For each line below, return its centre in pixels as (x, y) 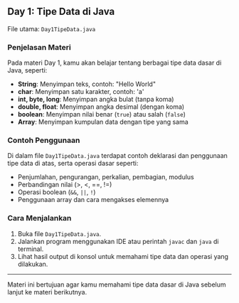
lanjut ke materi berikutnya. (47, 292)
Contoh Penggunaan (44, 140)
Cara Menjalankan (39, 218)
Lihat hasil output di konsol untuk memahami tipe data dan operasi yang (123, 256)
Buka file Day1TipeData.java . (59, 233)
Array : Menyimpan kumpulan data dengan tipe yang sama (103, 122)
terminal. (31, 249)
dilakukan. (33, 264)
